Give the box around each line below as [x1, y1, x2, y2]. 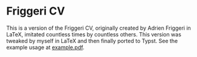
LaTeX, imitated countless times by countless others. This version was [6, 30, 182, 38]
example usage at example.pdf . [6, 44, 85, 51]
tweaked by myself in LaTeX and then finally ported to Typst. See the [6, 37, 178, 44]
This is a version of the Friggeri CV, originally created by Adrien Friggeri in [6, 24, 191, 32]
